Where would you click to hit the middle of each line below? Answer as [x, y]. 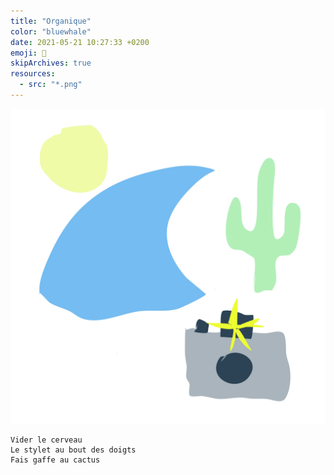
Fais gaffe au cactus [55, 460]
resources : [33, 74]
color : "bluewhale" [51, 31]
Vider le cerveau [46, 440]
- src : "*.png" [51, 85]
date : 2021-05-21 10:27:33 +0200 [80, 42]
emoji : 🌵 [28, 53]
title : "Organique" [51, 21]
